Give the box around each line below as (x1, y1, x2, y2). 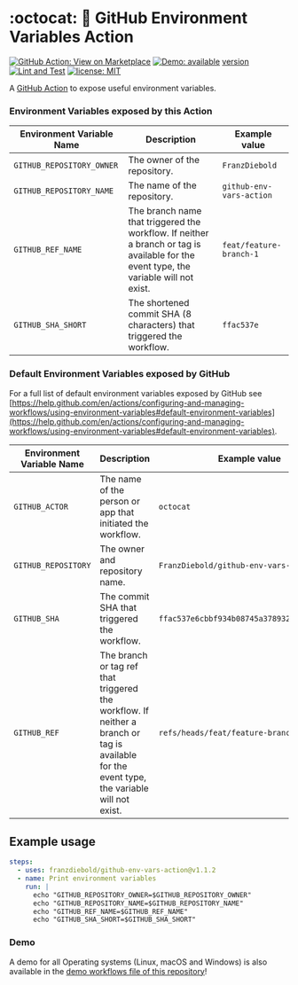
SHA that (99, 601, 137, 614)
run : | (25, 882, 50, 891)
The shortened (128, 297, 190, 309)
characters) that (128, 319, 195, 332)
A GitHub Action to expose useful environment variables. (9, 82, 217, 93)
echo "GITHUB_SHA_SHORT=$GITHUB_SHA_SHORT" (32, 915, 197, 925)
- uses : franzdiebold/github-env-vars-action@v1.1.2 (17, 866, 216, 875)
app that (99, 505, 135, 518)
